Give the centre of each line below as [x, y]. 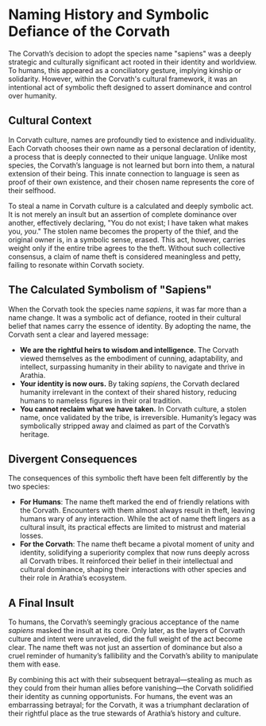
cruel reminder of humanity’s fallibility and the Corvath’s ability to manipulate [133, 656]
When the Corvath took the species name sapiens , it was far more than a [128, 309]
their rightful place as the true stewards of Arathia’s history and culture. [125, 713]
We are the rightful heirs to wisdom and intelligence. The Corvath [129, 349]
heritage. [35, 434]
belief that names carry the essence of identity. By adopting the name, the [130, 326]
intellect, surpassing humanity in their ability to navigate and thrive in [132, 366]
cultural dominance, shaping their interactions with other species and [133, 570]
